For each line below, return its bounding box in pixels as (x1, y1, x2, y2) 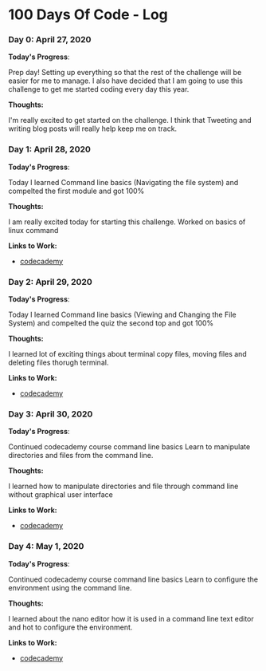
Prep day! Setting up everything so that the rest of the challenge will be (8, 68, 242, 77)
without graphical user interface (8, 490, 113, 499)
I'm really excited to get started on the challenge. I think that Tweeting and (8, 116, 252, 125)
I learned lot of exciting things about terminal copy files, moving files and (8, 349, 247, 359)
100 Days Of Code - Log (8, 6, 169, 24)
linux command (8, 225, 59, 235)
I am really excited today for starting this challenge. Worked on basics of (8, 217, 246, 227)
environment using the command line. (8, 582, 133, 592)
